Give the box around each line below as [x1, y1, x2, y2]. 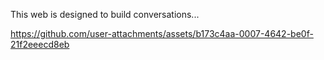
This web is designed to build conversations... [10, 9, 200, 20]
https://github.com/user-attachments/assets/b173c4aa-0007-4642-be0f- [10, 28, 314, 39]
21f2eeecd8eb [10, 39, 70, 50]
